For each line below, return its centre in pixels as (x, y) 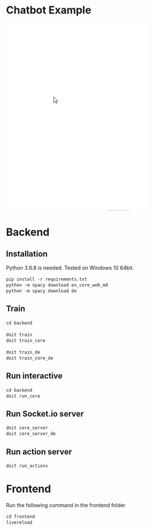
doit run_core (23, 396)
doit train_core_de (30, 358)
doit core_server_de (31, 434)
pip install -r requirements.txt (47, 279)
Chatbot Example (49, 10)
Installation (27, 254)
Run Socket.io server (45, 413)
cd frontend (20, 517)
